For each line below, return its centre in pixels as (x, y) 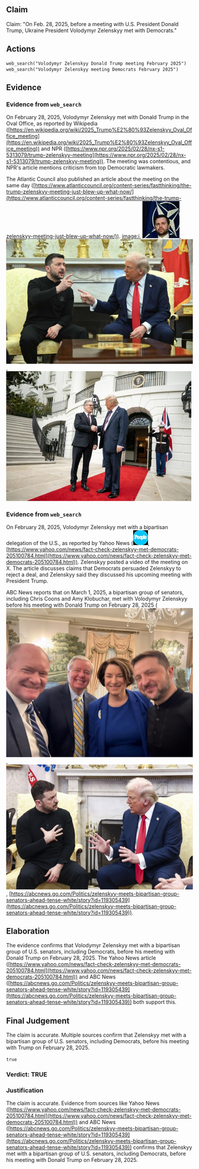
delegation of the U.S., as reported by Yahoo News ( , (78, 543)
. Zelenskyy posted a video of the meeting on (133, 562)
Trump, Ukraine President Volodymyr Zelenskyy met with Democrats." (92, 30)
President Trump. (27, 581)
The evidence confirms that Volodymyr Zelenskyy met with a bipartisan (93, 945)
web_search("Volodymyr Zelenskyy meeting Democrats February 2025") (92, 69)
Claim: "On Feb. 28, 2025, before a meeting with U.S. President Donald (92, 24)
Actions (21, 49)
